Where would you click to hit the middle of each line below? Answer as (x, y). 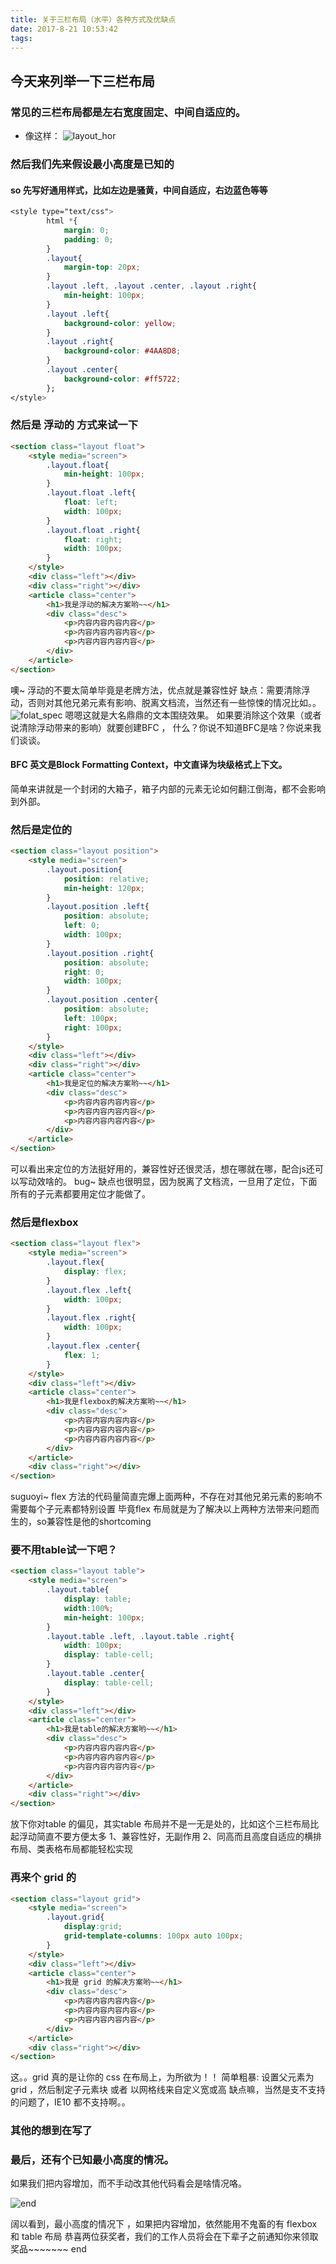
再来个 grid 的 (43, 1878)
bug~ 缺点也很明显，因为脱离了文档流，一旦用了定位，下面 (195, 1182)
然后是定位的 (41, 829)
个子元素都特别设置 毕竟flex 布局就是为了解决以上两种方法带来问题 (173, 1509)
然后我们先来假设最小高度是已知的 (92, 164)
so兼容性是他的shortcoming (94, 1522)
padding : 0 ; (88, 239)
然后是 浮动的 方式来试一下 (74, 425)
